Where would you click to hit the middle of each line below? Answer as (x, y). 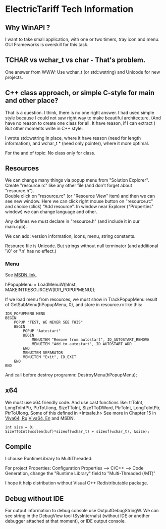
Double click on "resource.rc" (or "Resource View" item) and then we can (80, 196)
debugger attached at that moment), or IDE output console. (66, 521)
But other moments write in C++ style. (44, 128)
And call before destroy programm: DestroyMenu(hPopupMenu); (71, 374)
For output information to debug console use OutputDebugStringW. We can (82, 511)
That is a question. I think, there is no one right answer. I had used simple (80, 112)
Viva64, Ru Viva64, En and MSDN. (40, 418)
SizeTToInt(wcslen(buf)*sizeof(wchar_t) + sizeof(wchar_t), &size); (77, 431)
